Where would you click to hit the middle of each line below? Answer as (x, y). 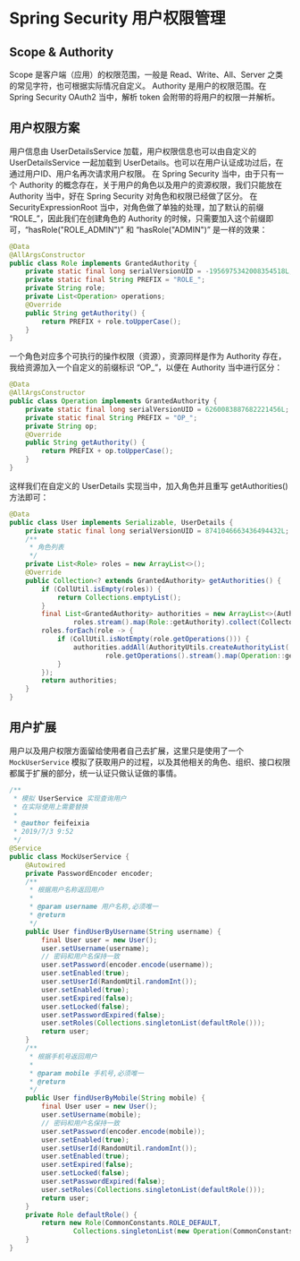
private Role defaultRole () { (82, 1214)
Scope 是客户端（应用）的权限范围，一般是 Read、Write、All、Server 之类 (146, 74)
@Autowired (46, 865)
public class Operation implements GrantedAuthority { (113, 401)
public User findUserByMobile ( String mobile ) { (115, 1098)
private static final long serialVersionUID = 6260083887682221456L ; (158, 409)
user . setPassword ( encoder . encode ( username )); (128, 965)
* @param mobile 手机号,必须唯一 (87, 1073)
